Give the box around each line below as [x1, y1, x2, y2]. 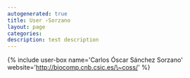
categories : [7, 30, 42, 37]
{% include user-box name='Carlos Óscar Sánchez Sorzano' [7, 56, 183, 64]
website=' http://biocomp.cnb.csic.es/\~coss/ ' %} [7, 63, 151, 72]
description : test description [7, 37, 99, 44]
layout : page [7, 23, 46, 30]
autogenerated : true [7, 10, 68, 18]
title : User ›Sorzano [7, 17, 71, 24]
